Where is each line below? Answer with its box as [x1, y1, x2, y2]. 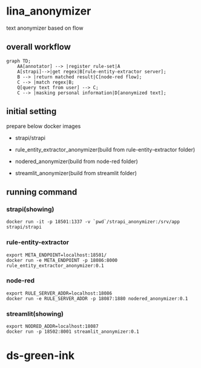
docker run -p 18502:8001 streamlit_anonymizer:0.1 [6, 329, 139, 335]
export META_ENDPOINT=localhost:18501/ [6, 252, 107, 258]
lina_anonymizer [6, 4, 91, 18]
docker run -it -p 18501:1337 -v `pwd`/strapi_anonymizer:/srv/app [6, 219, 180, 225]
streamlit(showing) [6, 309, 64, 318]
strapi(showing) [6, 205, 54, 213]
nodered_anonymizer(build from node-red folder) [15, 158, 138, 165]
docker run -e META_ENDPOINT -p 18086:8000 [6, 257, 118, 263]
